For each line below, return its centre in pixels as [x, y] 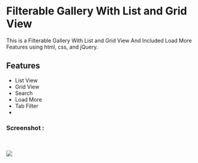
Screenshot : [25, 128]
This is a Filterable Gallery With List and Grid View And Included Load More [99, 40]
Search [24, 93]
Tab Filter [27, 106]
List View [26, 80]
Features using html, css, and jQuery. [52, 47]
